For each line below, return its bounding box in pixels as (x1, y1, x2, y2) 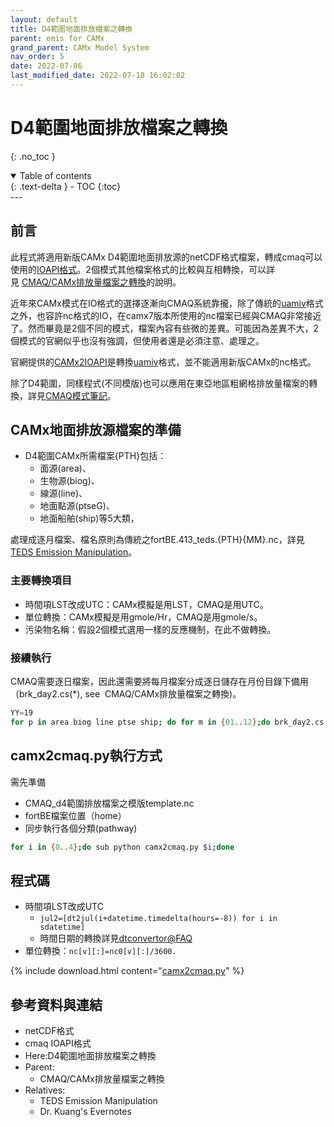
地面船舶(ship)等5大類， (39, 512, 140, 525)
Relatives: (24, 1084, 66, 1096)
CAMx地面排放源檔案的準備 (10, 422, 182, 439)
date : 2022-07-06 (10, 61, 83, 71)
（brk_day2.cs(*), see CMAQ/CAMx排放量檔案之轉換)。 (10, 688, 242, 700)
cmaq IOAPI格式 (24, 1037, 92, 1050)
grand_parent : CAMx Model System (10, 42, 150, 53)
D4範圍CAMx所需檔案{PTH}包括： (24, 450, 167, 462)
